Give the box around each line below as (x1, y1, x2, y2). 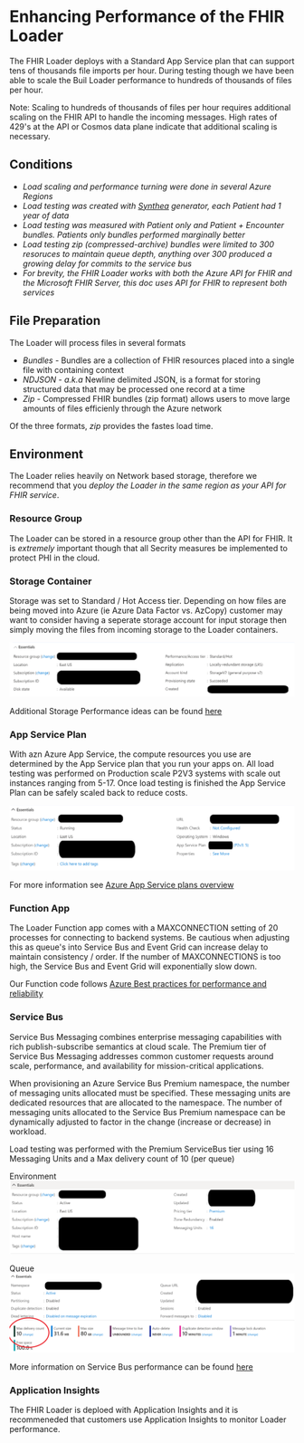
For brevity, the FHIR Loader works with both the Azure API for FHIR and (22, 267, 292, 278)
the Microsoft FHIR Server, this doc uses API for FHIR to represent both (22, 277, 288, 288)
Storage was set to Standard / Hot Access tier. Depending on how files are (9, 595, 287, 606)
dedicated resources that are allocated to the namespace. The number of (9, 1097, 283, 1108)
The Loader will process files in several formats (9, 337, 186, 348)
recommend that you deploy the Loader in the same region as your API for (9, 480, 287, 491)
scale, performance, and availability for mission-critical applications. (9, 1060, 264, 1071)
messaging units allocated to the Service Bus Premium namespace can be (9, 1106, 287, 1117)
